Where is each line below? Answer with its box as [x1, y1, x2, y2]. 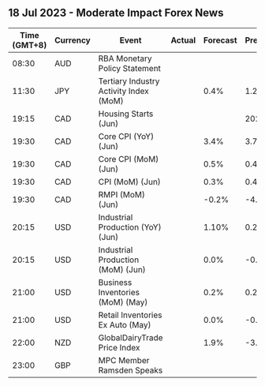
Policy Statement [98, 62, 162, 73]
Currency [54, 35, 91, 46]
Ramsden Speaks [98, 365, 163, 376]
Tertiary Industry [98, 75, 160, 86]
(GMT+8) [12, 39, 47, 51]
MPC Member [98, 354, 150, 365]
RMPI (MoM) [98, 189, 146, 200]
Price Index [98, 342, 140, 353]
